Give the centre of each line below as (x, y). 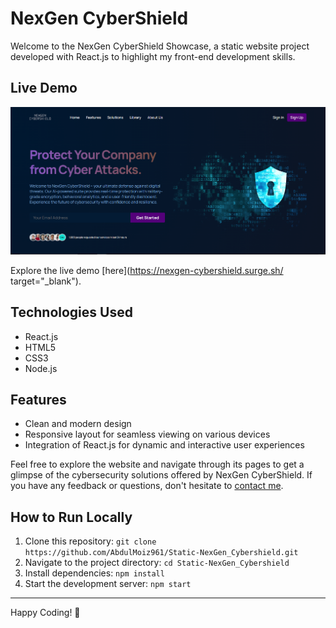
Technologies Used (71, 312)
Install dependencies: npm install (94, 573)
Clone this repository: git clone (90, 541)
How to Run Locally (71, 517)
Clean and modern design (78, 424)
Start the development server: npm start (108, 584)
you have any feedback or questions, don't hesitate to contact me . (147, 486)
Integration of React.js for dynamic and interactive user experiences (164, 445)
